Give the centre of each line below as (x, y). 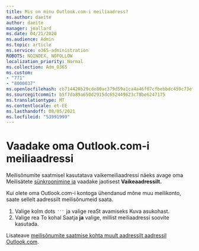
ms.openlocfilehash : (32, 89)
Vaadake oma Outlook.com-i (78, 146)
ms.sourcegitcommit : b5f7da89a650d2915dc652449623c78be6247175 (86, 95)
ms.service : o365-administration (47, 51)
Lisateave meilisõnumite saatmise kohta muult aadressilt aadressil (86, 236)
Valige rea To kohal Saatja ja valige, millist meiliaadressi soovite (92, 218)
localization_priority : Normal (45, 61)
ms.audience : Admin (30, 39)
